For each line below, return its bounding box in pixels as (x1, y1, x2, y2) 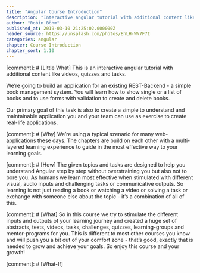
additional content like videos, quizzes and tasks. (6, 70, 127, 78)
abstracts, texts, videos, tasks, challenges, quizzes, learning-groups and (6, 223, 185, 231)
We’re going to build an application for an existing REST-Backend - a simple (6, 82, 192, 89)
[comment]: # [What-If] (6, 260, 64, 268)
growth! (6, 249, 26, 256)
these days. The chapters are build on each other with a (37, 137, 174, 144)
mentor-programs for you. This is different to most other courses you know (6, 229, 190, 237)
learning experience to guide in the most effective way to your (26, 143, 179, 150)
